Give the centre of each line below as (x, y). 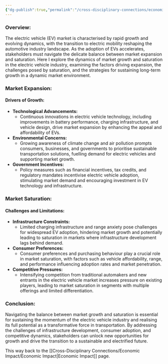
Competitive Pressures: (37, 269)
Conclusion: (20, 304)
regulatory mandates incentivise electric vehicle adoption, (79, 175)
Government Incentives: (38, 164)
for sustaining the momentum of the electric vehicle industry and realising (81, 320)
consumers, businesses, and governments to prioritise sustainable (88, 148)
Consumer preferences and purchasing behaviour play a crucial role (90, 253)
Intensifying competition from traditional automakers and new (83, 275)
